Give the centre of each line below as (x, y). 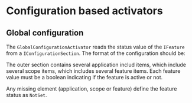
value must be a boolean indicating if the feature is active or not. (84, 77)
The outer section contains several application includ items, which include (96, 65)
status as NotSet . (27, 95)
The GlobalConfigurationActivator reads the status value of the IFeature (95, 47)
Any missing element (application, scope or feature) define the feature (92, 89)
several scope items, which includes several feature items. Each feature (93, 71)
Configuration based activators (85, 11)
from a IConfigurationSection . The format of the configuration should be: (96, 53)
